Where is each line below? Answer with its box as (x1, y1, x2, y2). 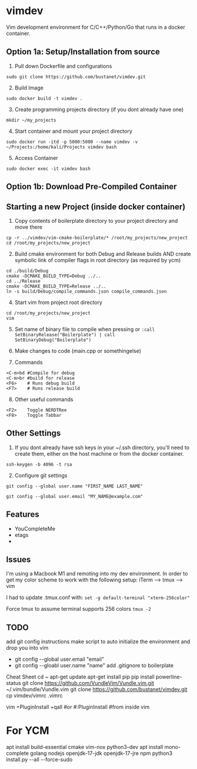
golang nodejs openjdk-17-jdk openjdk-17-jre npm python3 (30, 750, 172, 757)
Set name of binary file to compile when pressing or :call (14, 325, 155, 333)
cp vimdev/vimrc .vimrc (6, 692, 63, 699)
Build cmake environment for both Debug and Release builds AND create (14, 250, 191, 257)
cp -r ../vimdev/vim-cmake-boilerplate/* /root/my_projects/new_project (6, 235, 188, 240)
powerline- (155, 673, 182, 680)
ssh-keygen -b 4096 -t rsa (6, 462, 72, 467)
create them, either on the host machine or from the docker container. (14, 450, 184, 457)
